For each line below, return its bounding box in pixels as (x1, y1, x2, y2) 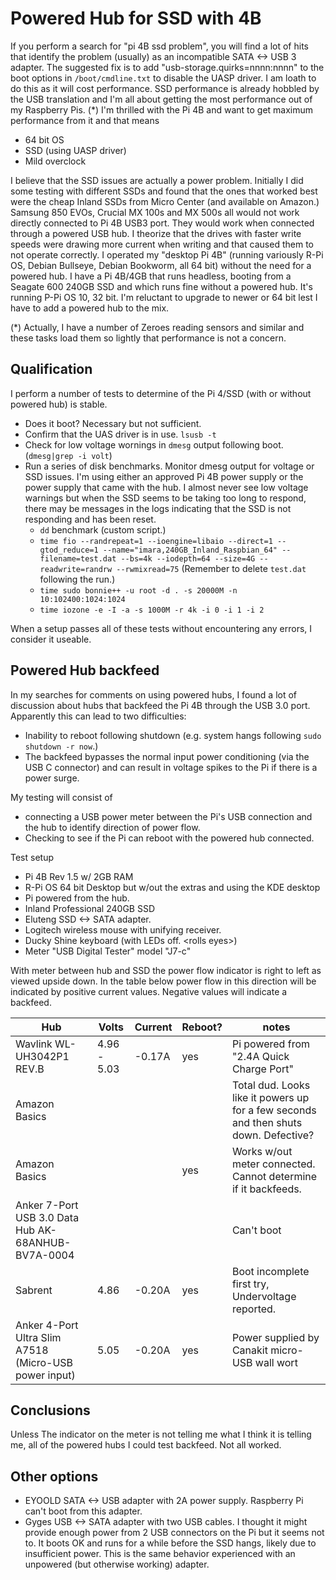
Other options (10, 1468, 99, 1485)
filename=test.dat (39, 553, 117, 564)
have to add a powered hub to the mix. (10, 302, 170, 314)
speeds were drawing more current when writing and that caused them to (10, 238, 314, 250)
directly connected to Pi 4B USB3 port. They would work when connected (10, 217, 315, 229)
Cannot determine (231, 1169, 318, 1183)
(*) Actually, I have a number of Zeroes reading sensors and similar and (10, 321, 305, 333)
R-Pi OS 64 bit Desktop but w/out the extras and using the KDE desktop (24, 881, 321, 893)
